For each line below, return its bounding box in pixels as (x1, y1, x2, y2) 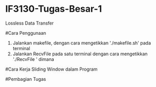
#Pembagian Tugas (5, 76, 46, 82)
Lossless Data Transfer (5, 20, 54, 26)
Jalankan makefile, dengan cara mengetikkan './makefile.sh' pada (12, 39, 151, 46)
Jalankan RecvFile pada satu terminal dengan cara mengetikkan (12, 51, 148, 57)
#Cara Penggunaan (5, 30, 47, 36)
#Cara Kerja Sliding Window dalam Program (5, 66, 98, 72)
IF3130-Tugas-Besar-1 (5, 3, 102, 15)
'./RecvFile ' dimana (12, 56, 55, 62)
